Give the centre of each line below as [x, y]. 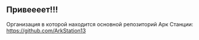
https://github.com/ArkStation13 [46, 30]
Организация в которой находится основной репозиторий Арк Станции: [100, 24]
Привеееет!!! [32, 10]
